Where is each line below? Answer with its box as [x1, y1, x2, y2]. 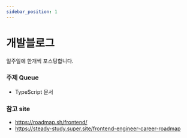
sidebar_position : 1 [6, 8, 58, 15]
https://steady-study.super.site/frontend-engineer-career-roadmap [14, 125, 181, 132]
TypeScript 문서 [14, 88, 54, 96]
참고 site [6, 105, 31, 113]
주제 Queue [6, 73, 39, 82]
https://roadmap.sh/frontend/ [14, 119, 88, 126]
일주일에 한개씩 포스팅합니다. [6, 57, 74, 65]
